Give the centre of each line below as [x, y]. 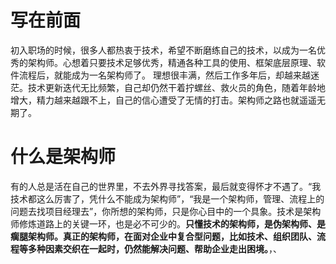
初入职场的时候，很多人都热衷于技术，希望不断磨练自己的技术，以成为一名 [163, 50]
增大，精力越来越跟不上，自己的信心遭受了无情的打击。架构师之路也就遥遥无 [168, 100]
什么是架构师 [63, 157]
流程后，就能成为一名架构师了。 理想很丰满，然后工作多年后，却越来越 [164, 75]
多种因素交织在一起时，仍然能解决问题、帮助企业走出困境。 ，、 [154, 248]
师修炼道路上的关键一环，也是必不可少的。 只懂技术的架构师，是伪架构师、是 [168, 223]
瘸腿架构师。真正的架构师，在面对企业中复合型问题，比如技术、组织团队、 [163, 236]
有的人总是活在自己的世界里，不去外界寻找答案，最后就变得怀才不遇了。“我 [166, 186]
